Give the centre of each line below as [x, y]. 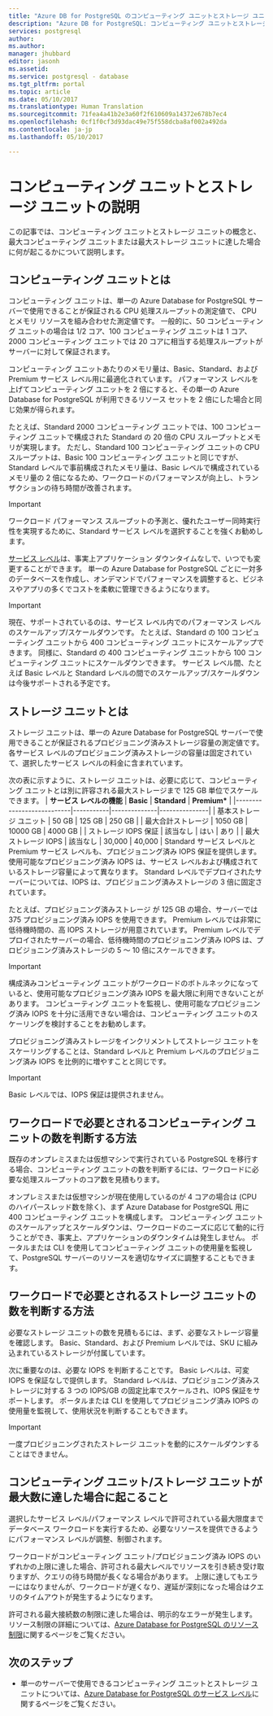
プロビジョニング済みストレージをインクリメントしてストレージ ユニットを [134, 1041]
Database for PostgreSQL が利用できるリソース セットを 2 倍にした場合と [132, 400]
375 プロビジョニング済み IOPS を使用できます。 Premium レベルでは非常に [135, 919]
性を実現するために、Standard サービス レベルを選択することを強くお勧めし [136, 531]
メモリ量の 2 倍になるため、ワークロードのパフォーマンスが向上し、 [123, 478]
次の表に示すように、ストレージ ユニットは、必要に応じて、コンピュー [127, 780]
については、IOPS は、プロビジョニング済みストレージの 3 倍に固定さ [146, 882]
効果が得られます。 [47, 410]
